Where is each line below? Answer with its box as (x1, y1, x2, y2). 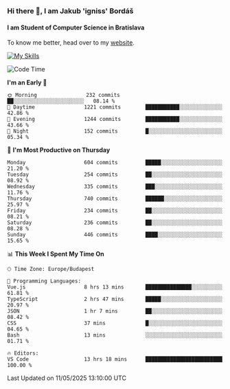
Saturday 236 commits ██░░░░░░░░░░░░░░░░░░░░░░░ (7, 219, 223, 226)
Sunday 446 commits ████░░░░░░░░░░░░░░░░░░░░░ (7, 232, 223, 238)
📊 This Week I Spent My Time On (7, 250, 104, 258)
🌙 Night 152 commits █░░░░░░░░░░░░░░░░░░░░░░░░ (7, 128, 223, 135)
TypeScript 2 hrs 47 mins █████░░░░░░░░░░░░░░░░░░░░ (7, 296, 223, 303)
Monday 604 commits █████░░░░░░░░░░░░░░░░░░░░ (7, 159, 223, 166)
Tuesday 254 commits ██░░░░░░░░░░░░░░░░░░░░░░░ (7, 171, 223, 178)
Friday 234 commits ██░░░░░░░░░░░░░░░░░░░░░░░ (7, 208, 223, 214)
